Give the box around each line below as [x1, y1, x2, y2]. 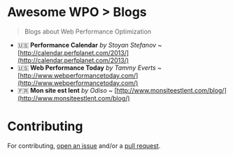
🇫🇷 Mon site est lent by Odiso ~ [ [17, 86, 117, 94]
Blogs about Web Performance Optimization [24, 27, 152, 36]
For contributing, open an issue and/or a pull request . [7, 141, 161, 150]
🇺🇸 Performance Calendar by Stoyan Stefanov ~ [17, 40, 162, 49]
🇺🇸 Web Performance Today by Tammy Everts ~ [17, 63, 162, 72]
